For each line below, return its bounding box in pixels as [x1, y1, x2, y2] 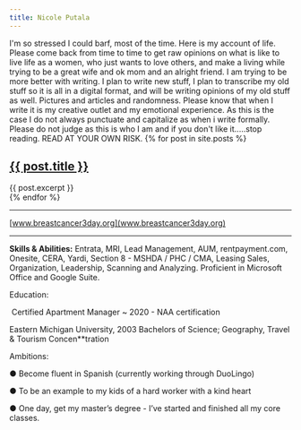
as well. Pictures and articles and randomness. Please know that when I [9, 95, 273, 106]
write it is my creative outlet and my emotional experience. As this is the [9, 104, 275, 115]
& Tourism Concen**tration [9, 333, 109, 345]
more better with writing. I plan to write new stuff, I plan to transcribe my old [9, 75, 289, 86]
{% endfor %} [9, 192, 61, 202]
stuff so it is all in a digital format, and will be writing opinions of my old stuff [9, 85, 291, 96]
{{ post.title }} [9, 159, 90, 175]
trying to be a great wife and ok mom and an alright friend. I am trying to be [9, 66, 288, 77]
